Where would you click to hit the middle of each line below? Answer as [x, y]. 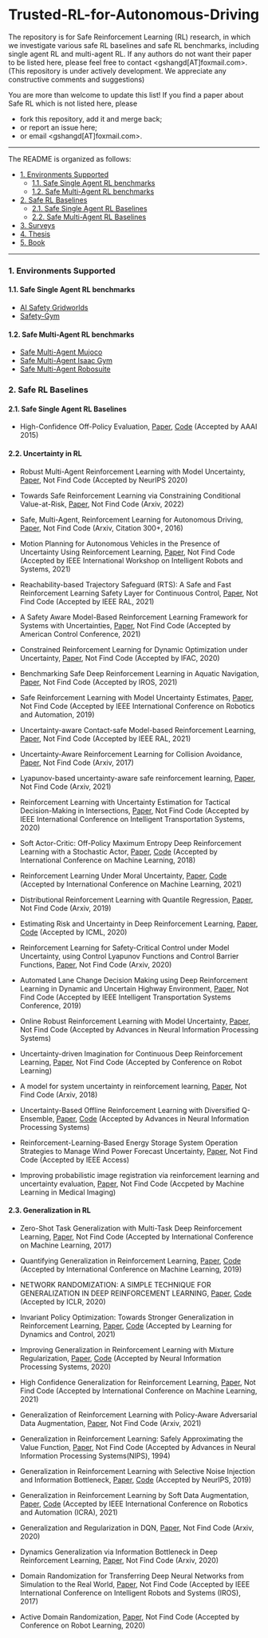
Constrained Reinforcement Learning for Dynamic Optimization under [134, 649]
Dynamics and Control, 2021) [67, 1334]
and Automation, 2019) [57, 715]
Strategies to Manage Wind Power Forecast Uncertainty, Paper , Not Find [138, 1151]
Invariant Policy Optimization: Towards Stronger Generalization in [126, 1317]
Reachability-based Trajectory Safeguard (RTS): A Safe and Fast [125, 584]
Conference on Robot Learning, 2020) [83, 1625]
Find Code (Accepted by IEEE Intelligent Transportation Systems [125, 997]
